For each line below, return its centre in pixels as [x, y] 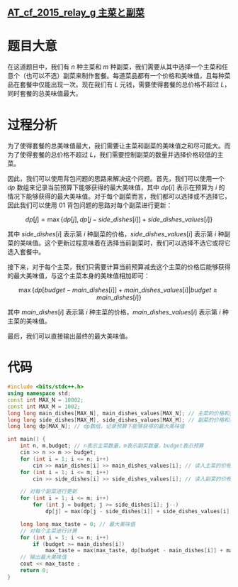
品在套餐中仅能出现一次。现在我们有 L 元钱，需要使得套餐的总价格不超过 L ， [119, 84]
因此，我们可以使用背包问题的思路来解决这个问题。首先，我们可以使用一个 [116, 179]
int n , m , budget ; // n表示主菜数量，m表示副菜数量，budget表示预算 [112, 446]
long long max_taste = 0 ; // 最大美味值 [78, 524]
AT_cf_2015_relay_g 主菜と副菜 [76, 13]
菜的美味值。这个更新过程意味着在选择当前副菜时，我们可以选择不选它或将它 [119, 243]
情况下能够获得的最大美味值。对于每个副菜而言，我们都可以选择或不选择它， [119, 197]
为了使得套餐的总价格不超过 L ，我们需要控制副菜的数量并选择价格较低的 [112, 155]
